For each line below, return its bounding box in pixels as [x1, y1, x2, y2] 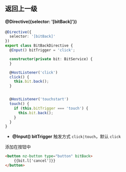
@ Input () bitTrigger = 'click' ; [9, 48, 76, 53]
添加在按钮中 [5, 144, 31, 150]
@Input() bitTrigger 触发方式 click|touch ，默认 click [12, 134, 121, 140]
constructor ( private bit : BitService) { [9, 56, 93, 61]
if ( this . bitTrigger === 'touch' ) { [14, 106, 89, 111]
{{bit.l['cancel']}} [14, 158, 56, 163]
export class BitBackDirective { [5, 43, 73, 48]
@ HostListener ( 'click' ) [9, 70, 58, 75]
